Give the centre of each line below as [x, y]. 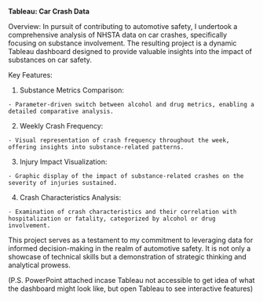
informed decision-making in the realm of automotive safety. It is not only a [130, 248]
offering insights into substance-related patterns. [96, 147]
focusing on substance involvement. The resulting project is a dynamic [122, 43]
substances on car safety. [50, 60]
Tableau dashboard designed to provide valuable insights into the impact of [130, 51]
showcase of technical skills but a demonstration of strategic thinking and [128, 257]
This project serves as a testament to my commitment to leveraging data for [131, 240]
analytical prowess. [39, 265]
